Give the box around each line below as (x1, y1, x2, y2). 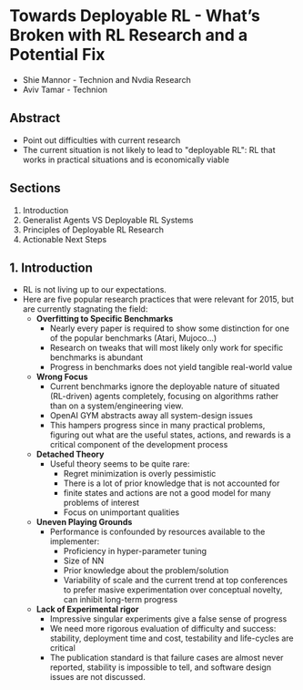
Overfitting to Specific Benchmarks (35, 314, 174, 324)
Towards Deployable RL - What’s (9, 5, 261, 26)
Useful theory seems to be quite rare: (49, 458, 190, 469)
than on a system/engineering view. (49, 400, 184, 411)
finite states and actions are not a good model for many (63, 488, 271, 499)
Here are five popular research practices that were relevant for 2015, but (22, 294, 294, 305)
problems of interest (63, 498, 139, 509)
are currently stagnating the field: (22, 304, 148, 314)
